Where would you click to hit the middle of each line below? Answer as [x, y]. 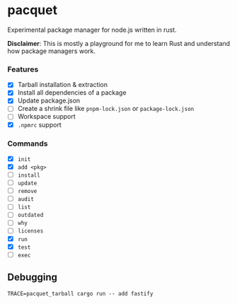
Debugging [33, 277]
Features [23, 69]
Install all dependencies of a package [72, 93]
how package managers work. [52, 51]
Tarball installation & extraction [63, 85]
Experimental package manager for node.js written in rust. [92, 30]
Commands [28, 144]
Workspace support [46, 117]
